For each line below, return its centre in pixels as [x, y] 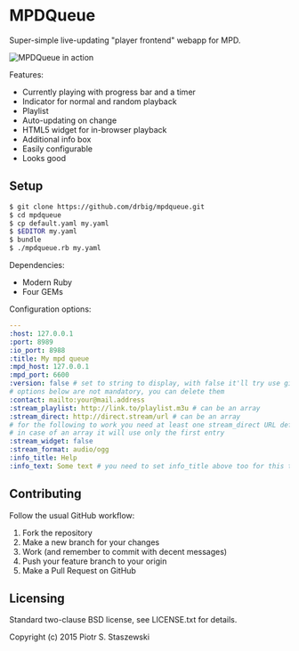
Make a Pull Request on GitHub [79, 570]
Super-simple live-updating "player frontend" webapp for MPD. [125, 40]
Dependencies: [37, 265]
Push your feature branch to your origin [94, 561]
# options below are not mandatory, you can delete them [117, 392]
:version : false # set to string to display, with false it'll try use [145, 384]
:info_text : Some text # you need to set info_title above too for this [147, 466]
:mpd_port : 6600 [39, 375]
